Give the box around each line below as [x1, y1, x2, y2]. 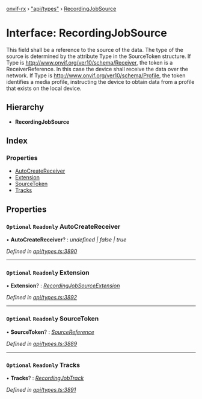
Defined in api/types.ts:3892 [6, 294, 78, 301]
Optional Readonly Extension [6, 269, 90, 277]
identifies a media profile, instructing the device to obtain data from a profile [6, 78, 195, 85]
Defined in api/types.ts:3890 [6, 247, 78, 255]
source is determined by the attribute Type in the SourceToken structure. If [6, 53, 191, 60]
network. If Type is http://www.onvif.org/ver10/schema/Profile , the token [6, 72, 186, 79]
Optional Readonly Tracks [6, 360, 80, 369]
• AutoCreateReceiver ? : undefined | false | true [6, 236, 127, 243]
